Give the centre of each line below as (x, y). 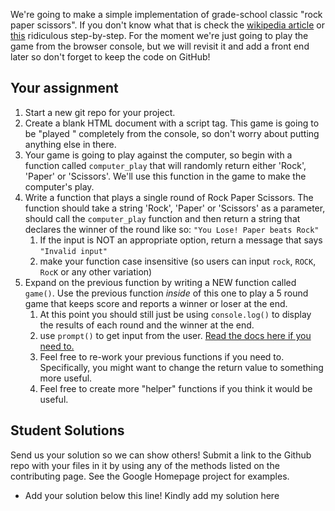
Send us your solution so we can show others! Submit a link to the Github (161, 455)
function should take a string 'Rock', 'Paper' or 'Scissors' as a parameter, (175, 208)
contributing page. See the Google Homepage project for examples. (150, 476)
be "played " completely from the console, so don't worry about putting (172, 133)
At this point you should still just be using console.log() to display (175, 314)
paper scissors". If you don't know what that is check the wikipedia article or (167, 25)
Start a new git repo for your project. (100, 112)
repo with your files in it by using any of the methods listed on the (145, 465)
